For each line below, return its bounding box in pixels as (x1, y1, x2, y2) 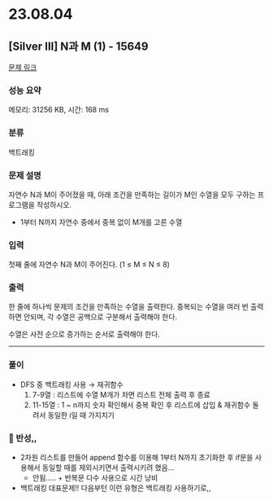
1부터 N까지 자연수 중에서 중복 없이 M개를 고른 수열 (19, 217, 183, 226)
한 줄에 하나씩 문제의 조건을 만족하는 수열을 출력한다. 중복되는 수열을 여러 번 (8, 302, 249, 312)
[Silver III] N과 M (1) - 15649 (8, 39, 149, 53)
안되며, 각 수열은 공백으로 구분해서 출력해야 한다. (23, 312, 177, 322)
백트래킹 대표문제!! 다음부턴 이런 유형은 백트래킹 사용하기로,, (19, 483, 211, 493)
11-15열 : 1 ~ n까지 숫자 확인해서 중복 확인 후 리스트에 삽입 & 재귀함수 (32, 400, 251, 410)
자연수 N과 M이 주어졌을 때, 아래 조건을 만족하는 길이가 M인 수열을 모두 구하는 (8, 189, 256, 200)
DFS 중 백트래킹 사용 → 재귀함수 (19, 380, 123, 389)
